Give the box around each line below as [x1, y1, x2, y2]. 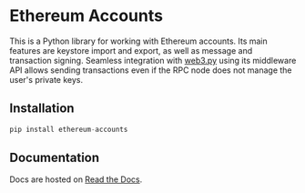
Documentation [9, 150, 100, 166]
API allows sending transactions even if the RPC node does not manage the [9, 65, 293, 76]
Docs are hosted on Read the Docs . [9, 174, 143, 185]
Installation [9, 101, 75, 117]
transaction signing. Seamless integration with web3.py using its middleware [9, 55, 297, 66]
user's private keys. [9, 74, 84, 85]
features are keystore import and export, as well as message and [9, 45, 253, 56]
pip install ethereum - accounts [9, 125, 128, 134]
